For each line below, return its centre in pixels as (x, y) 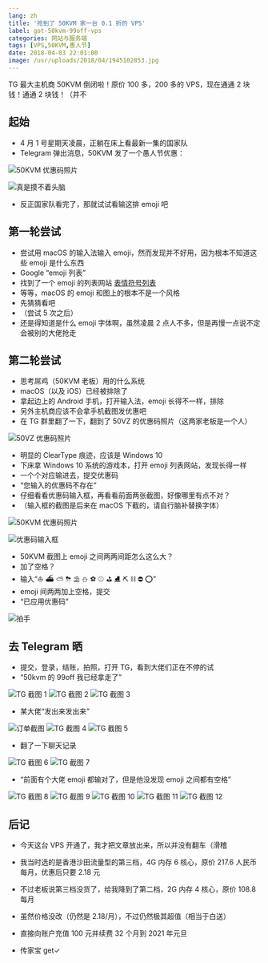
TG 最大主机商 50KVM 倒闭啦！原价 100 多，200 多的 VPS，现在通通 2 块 (129, 84)
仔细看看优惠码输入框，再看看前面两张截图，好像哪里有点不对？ (125, 496)
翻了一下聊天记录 (48, 746)
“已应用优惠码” (44, 601)
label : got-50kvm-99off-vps (55, 30)
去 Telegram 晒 (45, 646)
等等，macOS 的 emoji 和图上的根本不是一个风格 (100, 293)
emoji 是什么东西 (57, 262)
